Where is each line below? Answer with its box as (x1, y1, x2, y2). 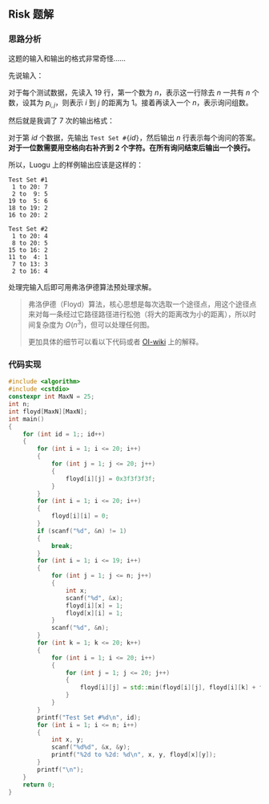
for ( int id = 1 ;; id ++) (22, 430, 106, 438)
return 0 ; (22, 781, 56, 789)
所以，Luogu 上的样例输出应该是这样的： (8, 160, 144, 170)
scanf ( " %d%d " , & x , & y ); (50, 743, 130, 752)
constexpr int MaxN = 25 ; (8, 392, 94, 401)
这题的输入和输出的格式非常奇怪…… (8, 53, 126, 63)
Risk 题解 (8, 7, 54, 22)
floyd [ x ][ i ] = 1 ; (65, 609, 124, 617)
